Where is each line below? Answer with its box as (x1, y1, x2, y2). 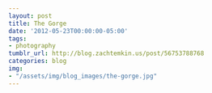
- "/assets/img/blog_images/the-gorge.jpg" (8, 72, 158, 80)
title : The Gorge (8, 19, 67, 27)
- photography (8, 42, 57, 50)
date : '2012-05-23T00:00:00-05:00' (8, 27, 129, 35)
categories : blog (8, 57, 67, 66)
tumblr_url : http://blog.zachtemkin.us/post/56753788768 (8, 49, 205, 57)
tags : (8, 34, 27, 43)
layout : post (8, 11, 53, 20)
